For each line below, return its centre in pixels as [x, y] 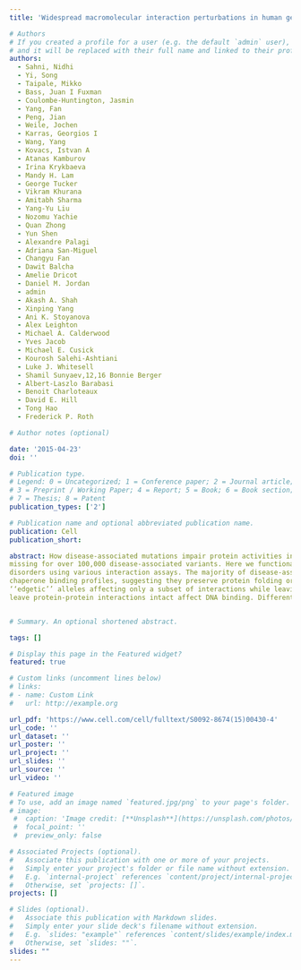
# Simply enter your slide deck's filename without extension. [133, 926]
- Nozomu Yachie [47, 217]
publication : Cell [43, 531]
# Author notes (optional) [60, 433]
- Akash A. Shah [47, 300]
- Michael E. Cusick [56, 350]
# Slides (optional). [50, 910]
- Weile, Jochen [47, 125]
